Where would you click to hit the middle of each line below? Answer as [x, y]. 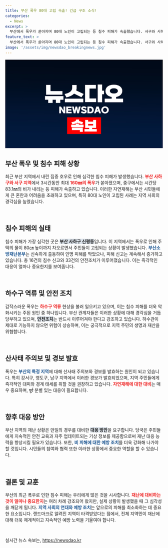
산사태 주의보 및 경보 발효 [42, 358]
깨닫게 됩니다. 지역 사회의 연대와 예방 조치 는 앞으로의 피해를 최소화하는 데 [81, 507]
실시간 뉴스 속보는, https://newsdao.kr [43, 540]
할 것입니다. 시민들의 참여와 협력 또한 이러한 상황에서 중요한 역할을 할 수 [75, 449]
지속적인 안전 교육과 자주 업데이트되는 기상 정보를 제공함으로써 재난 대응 [84, 436]
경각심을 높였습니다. [24, 201]
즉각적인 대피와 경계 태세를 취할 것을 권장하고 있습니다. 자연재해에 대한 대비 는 [80, 384]
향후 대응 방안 [25, 417]
